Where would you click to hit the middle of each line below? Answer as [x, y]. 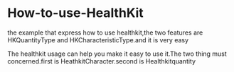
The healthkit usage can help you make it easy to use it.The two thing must [117, 54]
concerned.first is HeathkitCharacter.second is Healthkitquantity [102, 61]
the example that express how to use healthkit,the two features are [105, 32]
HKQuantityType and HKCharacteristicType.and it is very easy [98, 40]
